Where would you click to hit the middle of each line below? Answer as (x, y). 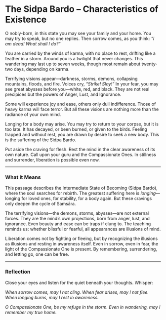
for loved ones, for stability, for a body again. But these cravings (87, 199)
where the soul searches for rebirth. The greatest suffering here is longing (81, 193)
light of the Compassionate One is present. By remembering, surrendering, (81, 249)
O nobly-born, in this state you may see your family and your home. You (78, 33)
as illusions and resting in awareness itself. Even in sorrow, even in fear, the (82, 244)
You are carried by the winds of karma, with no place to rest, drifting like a (80, 53)
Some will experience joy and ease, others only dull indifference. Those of (81, 104)
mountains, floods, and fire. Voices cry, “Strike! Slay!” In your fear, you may (82, 84)
